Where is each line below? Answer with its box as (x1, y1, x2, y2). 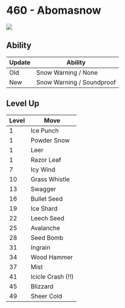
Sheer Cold (31, 292, 63, 300)
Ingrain (31, 243, 51, 252)
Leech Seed (31, 214, 65, 222)
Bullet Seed (31, 194, 63, 203)
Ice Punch (31, 126, 59, 135)
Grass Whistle (31, 175, 70, 183)
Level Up (6, 98, 39, 108)
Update (9, 58, 31, 67)
